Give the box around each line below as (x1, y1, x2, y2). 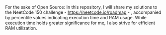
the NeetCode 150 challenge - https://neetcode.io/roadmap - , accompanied (5, 9, 162, 15)
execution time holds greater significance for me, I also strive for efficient (5, 20, 156, 26)
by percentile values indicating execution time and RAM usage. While (5, 15, 147, 20)
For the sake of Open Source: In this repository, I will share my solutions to (5, 4, 158, 10)
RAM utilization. (5, 25, 37, 31)
